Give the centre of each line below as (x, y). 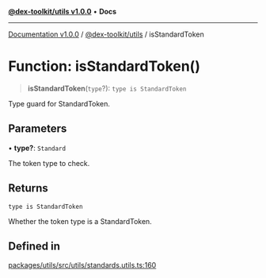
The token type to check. (49, 163)
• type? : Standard (37, 148)
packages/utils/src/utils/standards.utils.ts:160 (82, 265)
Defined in (34, 246)
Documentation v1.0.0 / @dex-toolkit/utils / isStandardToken (106, 34)
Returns (28, 189)
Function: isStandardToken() (104, 66)
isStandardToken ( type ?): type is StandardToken (107, 88)
